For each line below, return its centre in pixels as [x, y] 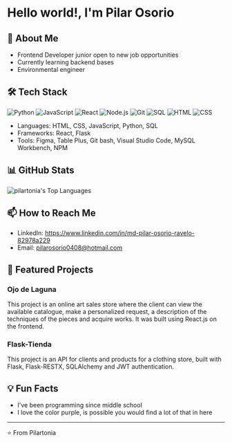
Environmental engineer [51, 70]
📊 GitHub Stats [41, 171]
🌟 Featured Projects [50, 269]
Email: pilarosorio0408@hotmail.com [70, 248]
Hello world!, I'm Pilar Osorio [91, 13]
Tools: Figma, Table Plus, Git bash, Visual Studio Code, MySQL [106, 140]
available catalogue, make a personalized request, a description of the [107, 312]
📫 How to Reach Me [51, 213]
